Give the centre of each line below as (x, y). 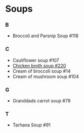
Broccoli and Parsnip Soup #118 (45, 36)
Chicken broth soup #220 (39, 65)
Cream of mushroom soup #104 (46, 76)
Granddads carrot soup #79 (41, 101)
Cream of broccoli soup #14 (41, 71)
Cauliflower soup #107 (36, 60)
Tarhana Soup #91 (31, 125)
